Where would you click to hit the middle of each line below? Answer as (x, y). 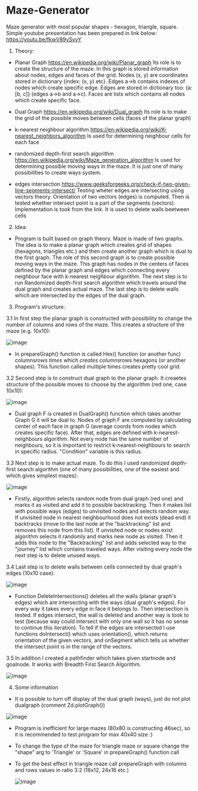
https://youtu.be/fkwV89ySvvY (44, 39)
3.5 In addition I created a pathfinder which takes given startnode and (91, 658)
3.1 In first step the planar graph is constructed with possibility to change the (99, 318)
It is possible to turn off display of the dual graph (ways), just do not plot (103, 698)
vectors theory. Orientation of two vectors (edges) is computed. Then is (102, 196)
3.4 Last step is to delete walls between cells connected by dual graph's (94, 567)
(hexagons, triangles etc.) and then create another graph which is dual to (103, 251)
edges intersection (38, 184)
